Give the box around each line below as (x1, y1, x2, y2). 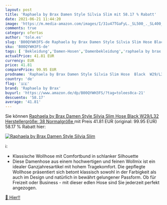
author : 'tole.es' (5, 35, 43, 40)
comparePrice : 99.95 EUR (5, 68, 57, 72)
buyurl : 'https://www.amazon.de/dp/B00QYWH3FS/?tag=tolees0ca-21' (5, 90, 146, 95)
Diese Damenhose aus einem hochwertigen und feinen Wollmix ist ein (12, 158, 156, 164)
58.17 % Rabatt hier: (5, 124, 46, 130)
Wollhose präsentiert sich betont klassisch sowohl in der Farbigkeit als (12, 169, 157, 175)
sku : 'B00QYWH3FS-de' (5, 44, 50, 49)
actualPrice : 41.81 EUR (5, 53, 55, 59)
